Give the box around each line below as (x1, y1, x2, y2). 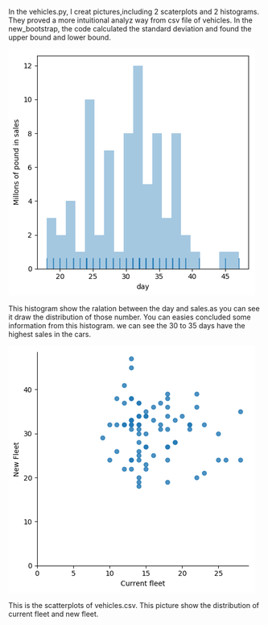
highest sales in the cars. (8, 330, 91, 339)
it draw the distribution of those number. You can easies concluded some (8, 312, 251, 322)
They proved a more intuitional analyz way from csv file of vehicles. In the (8, 15, 254, 25)
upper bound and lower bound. (8, 32, 111, 42)
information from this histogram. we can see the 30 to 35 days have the (8, 321, 245, 330)
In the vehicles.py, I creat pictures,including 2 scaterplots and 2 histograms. (8, 7, 260, 16)
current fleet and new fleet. (8, 609, 99, 619)
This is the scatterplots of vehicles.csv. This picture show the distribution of (8, 601, 260, 610)
